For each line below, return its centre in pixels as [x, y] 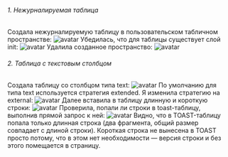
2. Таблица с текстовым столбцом [60, 63]
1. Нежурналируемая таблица [53, 10]
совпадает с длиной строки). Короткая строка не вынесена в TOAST [112, 131]
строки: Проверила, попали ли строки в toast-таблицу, [104, 108]
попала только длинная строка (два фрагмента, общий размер [103, 123]
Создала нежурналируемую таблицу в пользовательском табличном [113, 32]
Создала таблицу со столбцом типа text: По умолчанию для [112, 85]
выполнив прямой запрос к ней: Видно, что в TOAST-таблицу [114, 115]
